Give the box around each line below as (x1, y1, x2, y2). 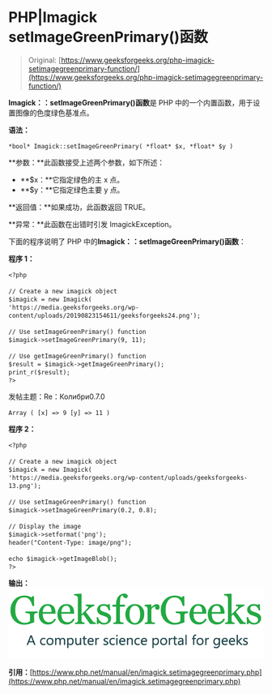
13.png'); (8, 482, 42, 490)
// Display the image (8, 522, 82, 530)
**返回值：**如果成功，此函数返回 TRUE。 (8, 202, 150, 212)
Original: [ (28, 55, 62, 65)
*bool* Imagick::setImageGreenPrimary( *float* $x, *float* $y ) (8, 142, 233, 150)
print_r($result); (8, 368, 70, 376)
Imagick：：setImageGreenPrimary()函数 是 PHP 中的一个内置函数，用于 (8, 97, 253, 107)
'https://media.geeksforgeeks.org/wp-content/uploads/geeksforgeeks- (8, 473, 249, 482)
